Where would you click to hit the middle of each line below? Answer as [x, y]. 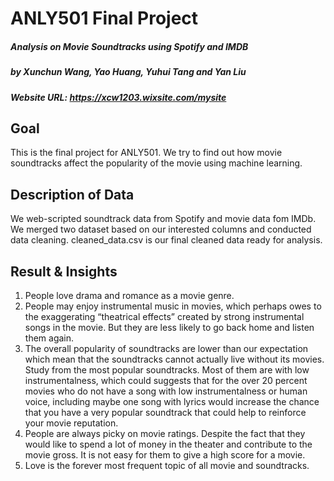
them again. [49, 338]
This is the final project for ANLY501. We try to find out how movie [146, 153]
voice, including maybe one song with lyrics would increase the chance [172, 401]
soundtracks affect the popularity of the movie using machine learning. [156, 163]
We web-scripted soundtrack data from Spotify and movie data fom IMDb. [163, 219]
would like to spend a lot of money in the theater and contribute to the [168, 444]
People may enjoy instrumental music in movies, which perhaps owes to [173, 306]
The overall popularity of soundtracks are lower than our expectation [166, 348]
